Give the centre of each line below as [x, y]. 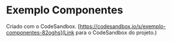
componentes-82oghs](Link [40, 32]
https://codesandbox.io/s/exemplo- [123, 26]
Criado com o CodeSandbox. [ [43, 26]
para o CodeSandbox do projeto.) [116, 32]
